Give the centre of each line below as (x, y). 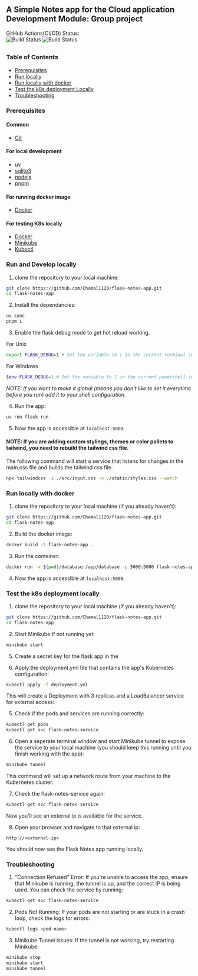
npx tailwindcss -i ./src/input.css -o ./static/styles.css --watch (92, 478)
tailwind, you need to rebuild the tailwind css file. (67, 448)
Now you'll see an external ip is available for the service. (75, 816)
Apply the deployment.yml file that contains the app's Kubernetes (94, 667)
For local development (34, 151)
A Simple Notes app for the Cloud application (90, 10)
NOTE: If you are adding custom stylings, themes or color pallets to (90, 442)
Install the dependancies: (45, 305)
